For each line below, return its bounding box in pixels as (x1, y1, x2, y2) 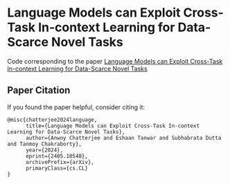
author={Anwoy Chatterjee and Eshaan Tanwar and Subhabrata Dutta (25, 134, 222, 141)
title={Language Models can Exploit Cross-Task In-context (25, 122, 200, 129)
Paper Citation (7, 84, 71, 96)
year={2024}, (25, 147, 64, 154)
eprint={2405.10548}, (25, 152, 89, 160)
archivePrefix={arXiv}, (25, 158, 95, 165)
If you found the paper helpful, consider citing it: (7, 102, 145, 111)
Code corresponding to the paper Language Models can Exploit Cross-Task (7, 57, 223, 65)
